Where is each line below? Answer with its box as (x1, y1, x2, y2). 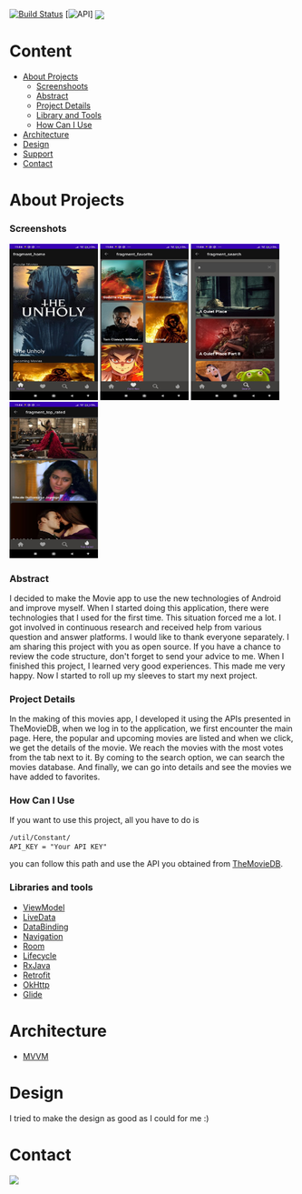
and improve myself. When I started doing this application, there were (9, 602, 269, 613)
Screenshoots (35, 81, 89, 92)
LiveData (22, 911, 56, 922)
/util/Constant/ (9, 833, 71, 843)
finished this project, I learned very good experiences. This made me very (9, 660, 286, 671)
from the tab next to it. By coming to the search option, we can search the (9, 752, 286, 763)
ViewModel (22, 901, 65, 913)
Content (9, 41, 73, 62)
